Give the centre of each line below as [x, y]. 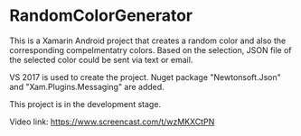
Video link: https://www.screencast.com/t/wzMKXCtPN [112, 122]
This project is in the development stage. [85, 104]
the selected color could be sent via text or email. [101, 59]
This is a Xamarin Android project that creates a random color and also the [148, 41]
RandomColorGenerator [101, 16]
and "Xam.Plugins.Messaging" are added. [87, 86]
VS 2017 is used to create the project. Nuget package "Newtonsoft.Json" [146, 77]
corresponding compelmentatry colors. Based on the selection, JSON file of [150, 50]
